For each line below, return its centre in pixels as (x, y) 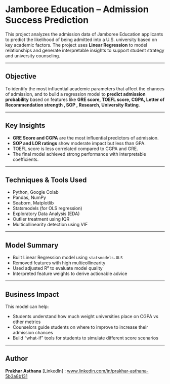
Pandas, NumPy (29, 198)
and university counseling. (33, 56)
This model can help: (27, 306)
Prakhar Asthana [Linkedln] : (36, 371)
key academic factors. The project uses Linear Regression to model (76, 45)
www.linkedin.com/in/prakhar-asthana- (108, 371)
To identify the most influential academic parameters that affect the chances (85, 89)
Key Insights (25, 126)
